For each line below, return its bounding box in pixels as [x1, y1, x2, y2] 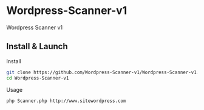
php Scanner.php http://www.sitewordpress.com [6, 98, 126, 104]
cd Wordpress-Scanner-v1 [6, 75, 69, 81]
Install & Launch [6, 41, 68, 52]
